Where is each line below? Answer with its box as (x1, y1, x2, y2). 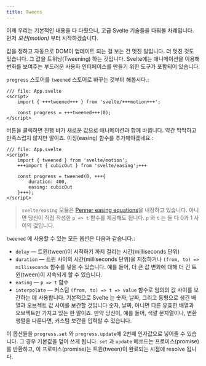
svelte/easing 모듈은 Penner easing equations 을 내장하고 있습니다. (21, 206, 188, 214)
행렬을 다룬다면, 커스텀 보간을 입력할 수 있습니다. (15, 317, 132, 324)
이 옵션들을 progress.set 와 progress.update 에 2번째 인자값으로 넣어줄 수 (6, 330, 186, 337)
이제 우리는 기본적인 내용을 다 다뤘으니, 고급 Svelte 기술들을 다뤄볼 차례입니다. (6, 26, 194, 34)
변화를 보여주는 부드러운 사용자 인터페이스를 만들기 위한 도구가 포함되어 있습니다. (6, 63, 200, 70)
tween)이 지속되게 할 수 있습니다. (22, 271, 103, 278)
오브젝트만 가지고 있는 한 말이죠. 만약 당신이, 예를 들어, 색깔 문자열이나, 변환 (15, 309, 197, 316)
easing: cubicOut (28, 184, 73, 190)
